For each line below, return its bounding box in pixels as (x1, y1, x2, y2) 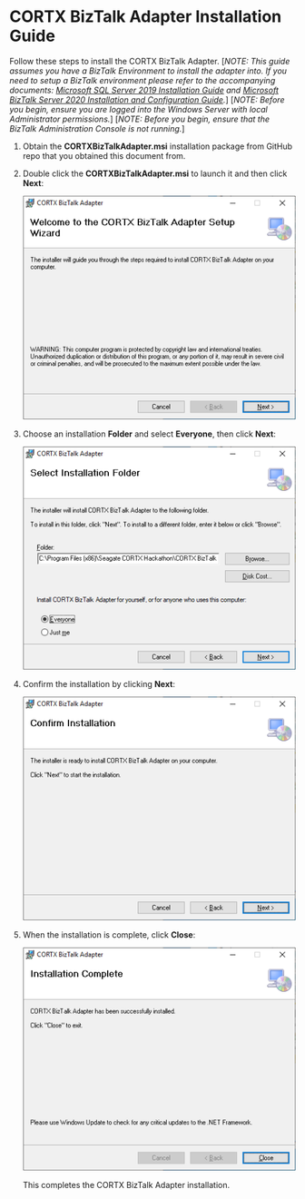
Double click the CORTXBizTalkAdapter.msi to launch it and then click (22, 168, 288, 179)
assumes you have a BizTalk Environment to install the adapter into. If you (9, 65, 288, 76)
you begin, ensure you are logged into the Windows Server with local (9, 103, 268, 114)
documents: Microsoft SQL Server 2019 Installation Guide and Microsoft (9, 84, 279, 95)
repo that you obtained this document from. (22, 150, 186, 161)
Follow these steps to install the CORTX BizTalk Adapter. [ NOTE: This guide (9, 55, 290, 66)
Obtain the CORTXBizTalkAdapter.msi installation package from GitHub (22, 141, 293, 152)
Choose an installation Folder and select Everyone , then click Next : (22, 428, 277, 439)
